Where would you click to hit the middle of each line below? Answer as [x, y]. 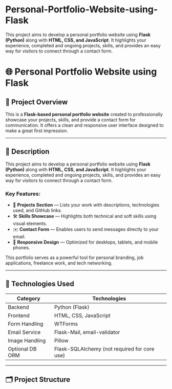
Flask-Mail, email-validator [87, 332]
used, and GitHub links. [37, 210]
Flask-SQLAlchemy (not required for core [104, 349]
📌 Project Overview [37, 102]
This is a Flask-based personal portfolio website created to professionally [84, 114]
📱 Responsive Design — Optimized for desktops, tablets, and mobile [85, 242]
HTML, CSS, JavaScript [82, 316]
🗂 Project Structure [38, 379]
